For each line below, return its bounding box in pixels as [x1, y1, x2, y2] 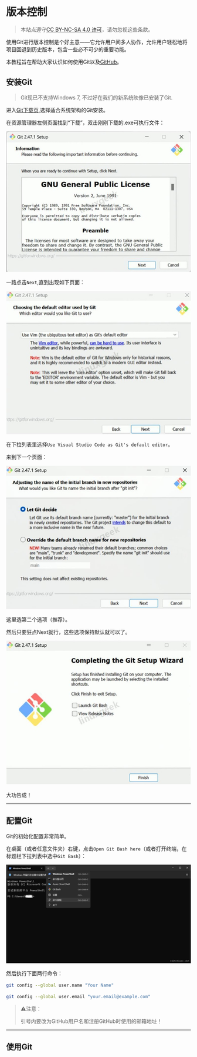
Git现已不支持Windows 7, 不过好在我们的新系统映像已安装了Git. [20, 94, 173, 101]
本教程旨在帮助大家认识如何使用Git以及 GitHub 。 [6, 58, 123, 65]
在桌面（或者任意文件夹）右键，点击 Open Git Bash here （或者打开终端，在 [6, 845, 187, 852]
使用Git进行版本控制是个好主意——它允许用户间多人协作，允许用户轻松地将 [6, 38, 188, 45]
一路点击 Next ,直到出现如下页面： [6, 278, 85, 285]
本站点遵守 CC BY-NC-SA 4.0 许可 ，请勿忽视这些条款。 [20, 26, 154, 33]
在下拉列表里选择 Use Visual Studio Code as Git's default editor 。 [6, 441, 174, 448]
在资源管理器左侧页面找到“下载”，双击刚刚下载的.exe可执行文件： [6, 119, 165, 126]
